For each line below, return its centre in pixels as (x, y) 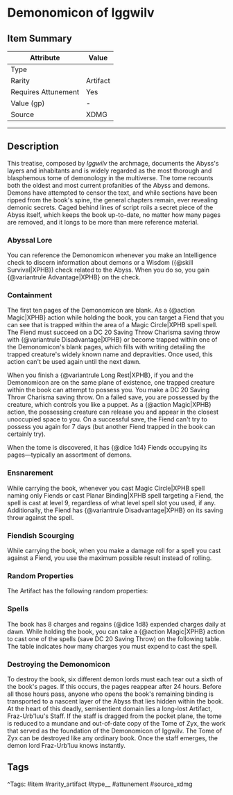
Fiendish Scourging (41, 535)
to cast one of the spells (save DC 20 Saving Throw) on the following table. (114, 638)
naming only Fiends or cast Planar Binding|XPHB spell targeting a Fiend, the (115, 495)
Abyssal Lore (30, 240)
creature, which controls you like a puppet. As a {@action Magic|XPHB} (109, 405)
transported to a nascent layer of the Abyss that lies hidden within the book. (115, 701)
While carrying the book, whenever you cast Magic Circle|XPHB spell (106, 488)
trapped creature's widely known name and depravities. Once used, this (110, 354)
